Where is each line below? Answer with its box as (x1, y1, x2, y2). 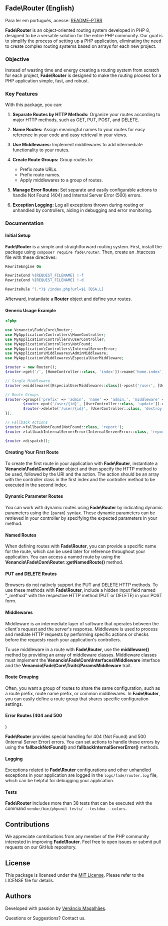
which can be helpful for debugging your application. (5, 778, 114, 784)
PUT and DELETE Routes (5, 571, 57, 577)
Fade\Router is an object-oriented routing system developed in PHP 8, (5, 27, 150, 33)
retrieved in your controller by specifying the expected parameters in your (5, 515, 157, 521)
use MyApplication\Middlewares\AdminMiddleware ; (5, 351, 108, 356)
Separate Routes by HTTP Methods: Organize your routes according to (12, 112, 160, 118)
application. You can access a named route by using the (5, 554, 121, 560)
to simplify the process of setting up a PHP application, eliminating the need (5, 38, 161, 44)
